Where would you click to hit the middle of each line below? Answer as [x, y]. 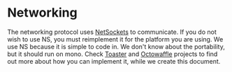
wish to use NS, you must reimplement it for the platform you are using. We [115, 39]
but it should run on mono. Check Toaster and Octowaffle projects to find [113, 54]
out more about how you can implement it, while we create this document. [114, 61]
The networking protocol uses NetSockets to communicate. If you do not [112, 32]
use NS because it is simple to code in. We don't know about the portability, [116, 46]
